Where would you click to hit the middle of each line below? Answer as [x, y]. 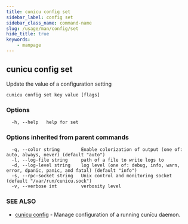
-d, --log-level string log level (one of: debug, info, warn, [96, 165]
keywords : [19, 40]
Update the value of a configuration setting [59, 84]
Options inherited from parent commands [68, 137]
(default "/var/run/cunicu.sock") [49, 181]
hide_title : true [28, 34]
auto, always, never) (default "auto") [56, 155]
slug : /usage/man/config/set [42, 28]
